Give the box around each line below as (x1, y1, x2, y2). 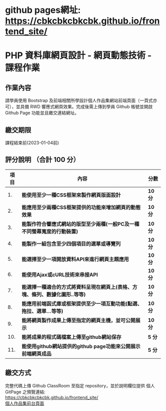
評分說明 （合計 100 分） (5, 156, 80, 164)
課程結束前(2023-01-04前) (5, 140, 59, 146)
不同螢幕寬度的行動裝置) (21, 228, 78, 235)
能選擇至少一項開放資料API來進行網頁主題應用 (21, 255, 129, 262)
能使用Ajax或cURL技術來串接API (21, 271, 98, 278)
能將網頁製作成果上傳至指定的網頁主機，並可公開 (21, 317, 136, 324)
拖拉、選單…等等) (21, 307, 63, 314)
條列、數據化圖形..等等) (31, 291, 86, 298)
